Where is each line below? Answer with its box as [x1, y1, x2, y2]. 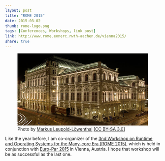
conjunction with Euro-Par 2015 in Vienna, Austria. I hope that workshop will [5, 146, 159, 152]
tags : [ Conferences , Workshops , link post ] [5, 28, 96, 34]
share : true [5, 39, 30, 44]
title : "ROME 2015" [5, 13, 45, 18]
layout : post [5, 8, 32, 13]
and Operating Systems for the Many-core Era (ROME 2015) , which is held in [5, 141, 161, 147]
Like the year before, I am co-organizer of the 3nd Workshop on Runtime [5, 135, 153, 142]
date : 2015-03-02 [5, 18, 41, 23]
